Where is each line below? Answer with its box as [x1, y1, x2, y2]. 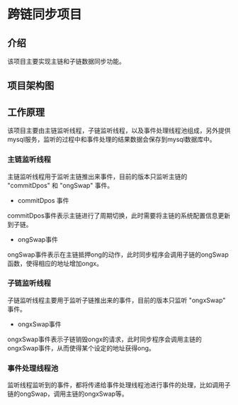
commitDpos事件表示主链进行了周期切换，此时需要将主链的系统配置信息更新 [7, 211, 231, 220]
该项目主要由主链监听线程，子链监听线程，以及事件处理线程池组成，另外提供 [7, 126, 231, 135]
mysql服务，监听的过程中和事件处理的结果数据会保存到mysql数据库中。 [7, 135, 216, 144]
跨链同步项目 [7, 6, 83, 23]
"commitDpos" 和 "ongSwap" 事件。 [7, 181, 114, 189]
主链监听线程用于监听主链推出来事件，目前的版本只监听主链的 [7, 172, 188, 181]
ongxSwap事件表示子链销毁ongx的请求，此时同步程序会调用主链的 [7, 335, 202, 343]
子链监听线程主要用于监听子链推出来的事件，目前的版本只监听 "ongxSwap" [7, 296, 226, 304]
